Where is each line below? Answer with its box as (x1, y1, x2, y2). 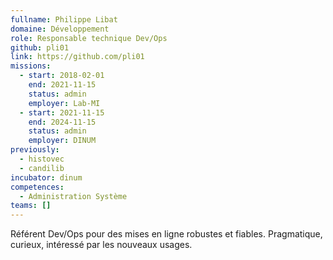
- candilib (19, 163, 65, 173)
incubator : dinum (10, 172, 83, 183)
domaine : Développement (10, 24, 110, 34)
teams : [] (10, 201, 52, 211)
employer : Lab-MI (28, 98, 101, 108)
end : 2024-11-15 (28, 117, 97, 127)
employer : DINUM (28, 136, 97, 146)
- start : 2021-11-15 (19, 107, 105, 118)
